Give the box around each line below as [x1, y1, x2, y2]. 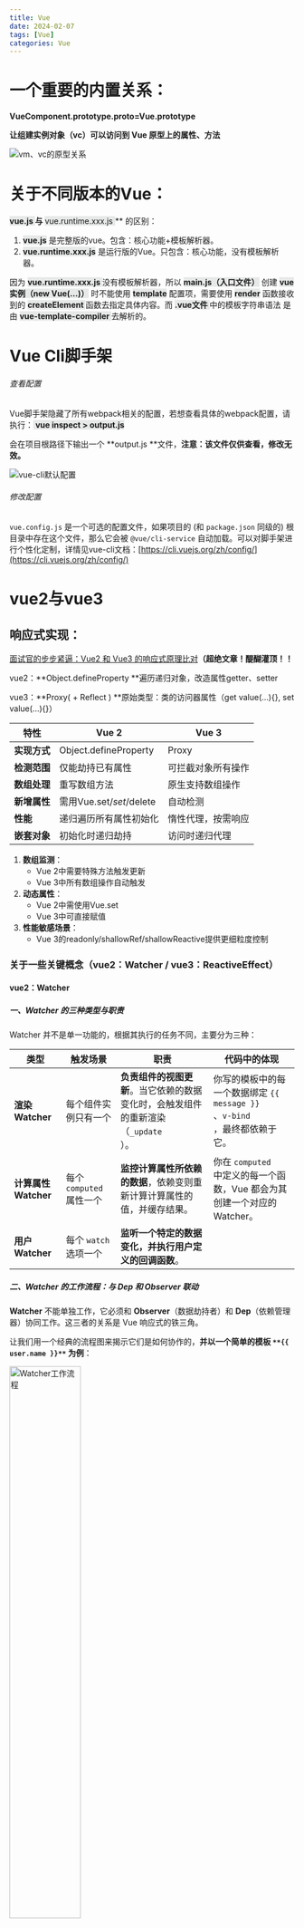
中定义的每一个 [213, 1170, 278, 1182]
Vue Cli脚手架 [9, 346, 113, 367]
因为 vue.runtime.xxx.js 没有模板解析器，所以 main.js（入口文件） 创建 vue [9, 277, 294, 288]
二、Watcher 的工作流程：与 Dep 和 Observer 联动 [9, 1281, 199, 1292]
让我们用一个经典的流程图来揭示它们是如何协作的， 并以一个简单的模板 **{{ [9, 1336, 290, 1347]
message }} [213, 1098, 261, 1109]
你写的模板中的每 [213, 1073, 287, 1085]
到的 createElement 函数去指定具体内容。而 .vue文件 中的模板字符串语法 [9, 300, 281, 311]
